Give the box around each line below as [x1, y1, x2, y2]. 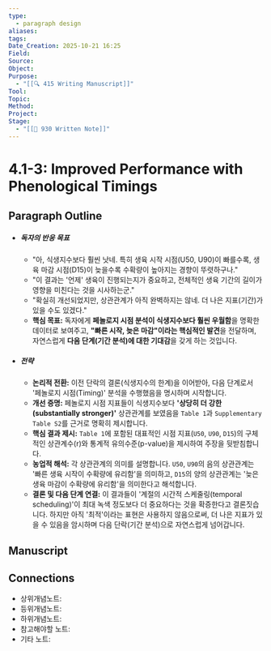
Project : [8, 110, 38, 118]
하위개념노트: [19, 614, 62, 624]
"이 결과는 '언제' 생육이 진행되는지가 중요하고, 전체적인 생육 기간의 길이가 [32, 275, 263, 285]
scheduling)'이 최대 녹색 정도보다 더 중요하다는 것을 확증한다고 [32, 499, 232, 509]
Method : [8, 102, 35, 110]
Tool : [8, 87, 27, 96]
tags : [8, 34, 27, 43]
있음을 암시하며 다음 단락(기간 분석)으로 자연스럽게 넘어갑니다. [49, 520, 245, 529]
